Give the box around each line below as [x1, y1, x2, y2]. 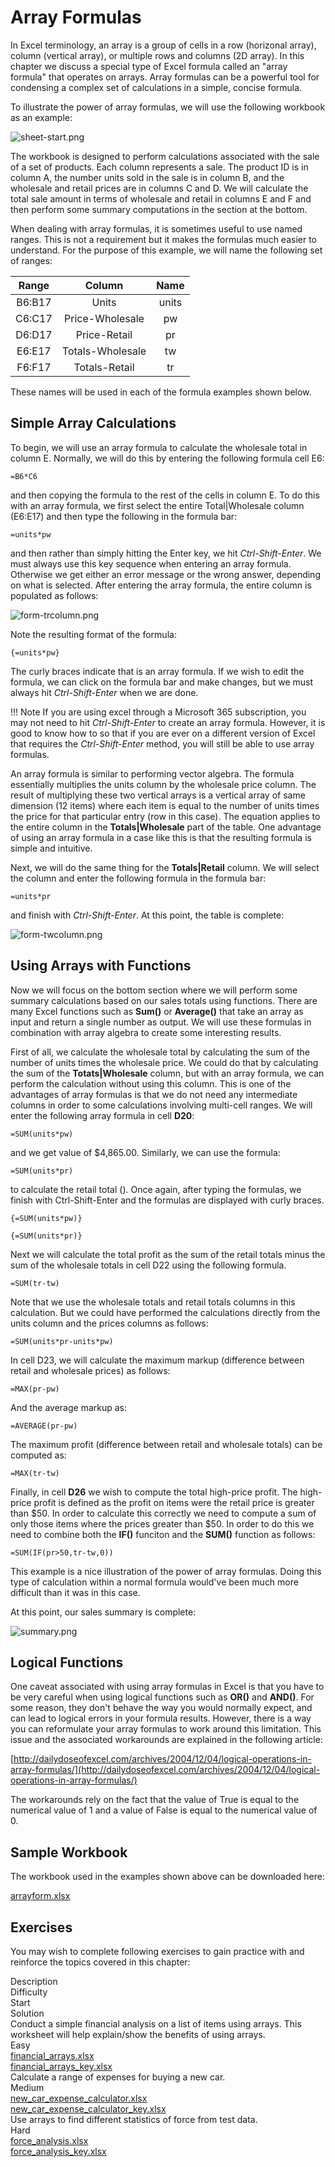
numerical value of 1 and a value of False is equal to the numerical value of [10, 1804, 318, 1816]
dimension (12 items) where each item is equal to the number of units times [10, 799, 320, 811]
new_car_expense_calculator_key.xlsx [10, 2103, 167, 2115]
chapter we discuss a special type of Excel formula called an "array [10, 60, 288, 72]
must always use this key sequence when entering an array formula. [10, 557, 292, 570]
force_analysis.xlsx [10, 2135, 89, 2146]
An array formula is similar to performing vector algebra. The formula [10, 767, 295, 780]
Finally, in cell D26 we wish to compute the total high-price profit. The [10, 1486, 298, 1498]
